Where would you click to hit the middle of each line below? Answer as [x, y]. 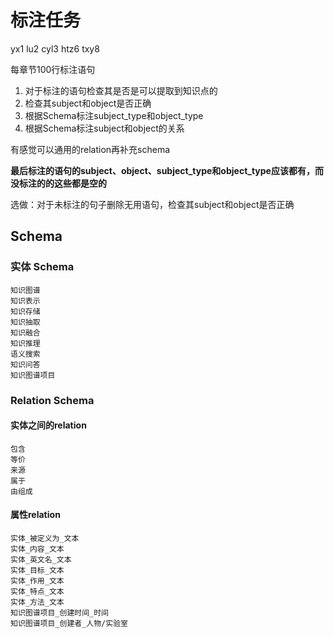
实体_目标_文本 [37, 570]
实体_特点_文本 [37, 591]
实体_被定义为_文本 [45, 538]
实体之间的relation [48, 425]
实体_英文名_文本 [41, 559]
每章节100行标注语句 [53, 69]
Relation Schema [52, 400]
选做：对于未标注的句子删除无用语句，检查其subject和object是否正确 [152, 204]
